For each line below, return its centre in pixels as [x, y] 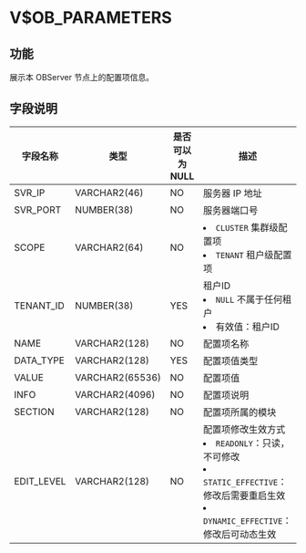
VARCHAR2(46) [109, 193]
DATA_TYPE [40, 360]
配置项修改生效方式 [245, 429]
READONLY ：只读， [252, 443]
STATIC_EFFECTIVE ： [245, 482]
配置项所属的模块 [240, 412]
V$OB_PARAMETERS [91, 18]
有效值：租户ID [248, 327]
